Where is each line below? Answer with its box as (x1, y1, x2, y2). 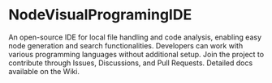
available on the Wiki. (8, 66, 80, 76)
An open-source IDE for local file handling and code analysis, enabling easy (8, 32, 262, 42)
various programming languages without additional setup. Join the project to (8, 49, 265, 59)
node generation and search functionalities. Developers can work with (8, 40, 244, 50)
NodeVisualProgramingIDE (8, 6, 192, 24)
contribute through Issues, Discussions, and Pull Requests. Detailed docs (8, 58, 253, 68)
